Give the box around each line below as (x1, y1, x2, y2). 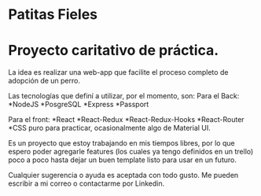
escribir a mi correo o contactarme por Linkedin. (8, 179, 165, 188)
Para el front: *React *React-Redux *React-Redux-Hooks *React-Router (8, 115, 245, 124)
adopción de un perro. (8, 76, 81, 86)
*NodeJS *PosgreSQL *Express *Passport (8, 100, 149, 109)
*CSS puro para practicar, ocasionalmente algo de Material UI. (8, 124, 211, 133)
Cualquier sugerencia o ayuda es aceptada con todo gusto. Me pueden (8, 171, 239, 180)
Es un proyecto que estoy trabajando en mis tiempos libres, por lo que (8, 139, 235, 148)
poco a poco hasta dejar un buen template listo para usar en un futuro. (8, 155, 237, 165)
